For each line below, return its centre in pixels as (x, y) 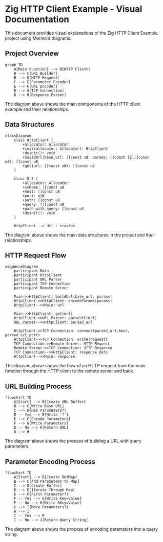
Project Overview (32, 54)
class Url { (26, 179)
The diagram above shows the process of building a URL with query (73, 441)
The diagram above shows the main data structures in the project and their (80, 235)
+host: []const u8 (41, 191)
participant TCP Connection (42, 284)
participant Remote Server (41, 288)
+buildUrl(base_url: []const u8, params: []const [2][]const (86, 157)
